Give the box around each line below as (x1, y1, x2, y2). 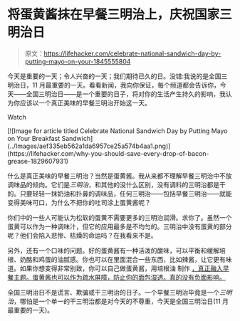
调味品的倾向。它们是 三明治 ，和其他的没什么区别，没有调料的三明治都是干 (7, 180, 226, 189)
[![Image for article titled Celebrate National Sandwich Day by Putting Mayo (7, 126, 228, 135)
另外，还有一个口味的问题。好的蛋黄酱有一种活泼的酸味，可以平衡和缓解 (7, 246, 219, 255)
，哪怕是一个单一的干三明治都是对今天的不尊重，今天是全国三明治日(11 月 (14, 297, 229, 305)
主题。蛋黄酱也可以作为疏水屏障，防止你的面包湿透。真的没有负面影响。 (13, 273, 226, 281)
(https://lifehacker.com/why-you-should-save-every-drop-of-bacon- (7, 149, 209, 157)
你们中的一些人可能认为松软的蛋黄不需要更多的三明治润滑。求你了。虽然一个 (7, 213, 232, 221)
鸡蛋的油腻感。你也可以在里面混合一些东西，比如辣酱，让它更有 (38, 255, 226, 263)
